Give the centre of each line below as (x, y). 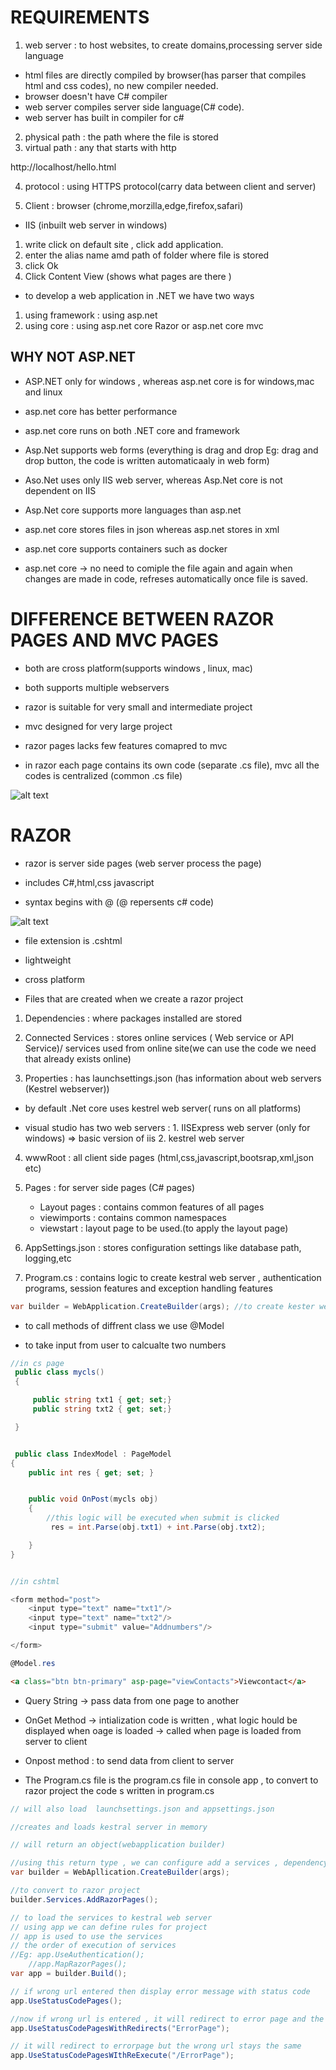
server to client (56, 1741)
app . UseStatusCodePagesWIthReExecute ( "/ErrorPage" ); (122, 2056)
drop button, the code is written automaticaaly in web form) (147, 460)
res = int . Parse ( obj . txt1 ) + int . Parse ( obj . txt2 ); (158, 1527)
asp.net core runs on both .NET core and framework (132, 430)
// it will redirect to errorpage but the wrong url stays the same (156, 2046)
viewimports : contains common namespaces (133, 1217)
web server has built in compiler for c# (104, 117)
